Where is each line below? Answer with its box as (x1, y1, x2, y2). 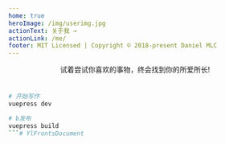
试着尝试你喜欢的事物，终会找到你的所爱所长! (59, 65, 211, 75)
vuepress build (8, 121, 59, 130)
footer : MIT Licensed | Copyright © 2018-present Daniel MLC (8, 42, 218, 50)
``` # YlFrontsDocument (8, 130, 84, 138)
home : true (8, 11, 45, 20)
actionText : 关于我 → (8, 27, 77, 35)
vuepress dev (8, 100, 52, 108)
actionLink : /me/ (8, 34, 67, 43)
